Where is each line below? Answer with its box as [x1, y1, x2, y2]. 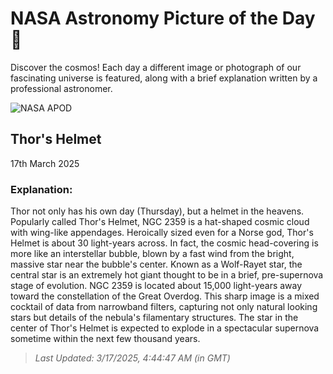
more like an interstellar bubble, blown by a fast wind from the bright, [10, 248, 295, 260]
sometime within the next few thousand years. [10, 333, 201, 345]
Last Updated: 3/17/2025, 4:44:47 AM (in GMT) [34, 352, 231, 364]
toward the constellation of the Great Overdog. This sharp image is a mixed [10, 290, 320, 302]
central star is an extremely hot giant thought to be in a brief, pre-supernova [10, 269, 324, 281]
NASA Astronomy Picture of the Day [10, 7, 316, 30]
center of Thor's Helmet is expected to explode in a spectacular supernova [10, 322, 320, 334]
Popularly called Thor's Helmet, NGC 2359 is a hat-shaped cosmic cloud [10, 216, 310, 228]
